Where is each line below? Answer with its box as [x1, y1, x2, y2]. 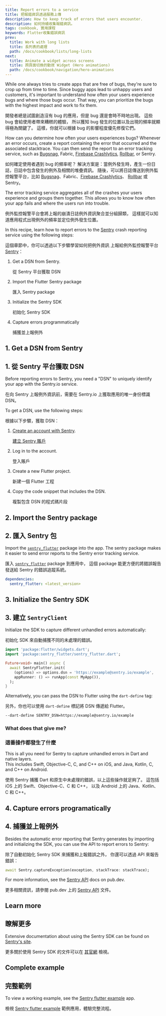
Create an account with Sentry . [12, 428, 76, 434]
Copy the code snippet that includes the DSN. [12, 488, 106, 494]
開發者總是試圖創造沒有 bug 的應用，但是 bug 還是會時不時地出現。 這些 [5, 113, 153, 118]
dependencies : [5, 577, 35, 582]
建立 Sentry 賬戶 [12, 438, 46, 444]
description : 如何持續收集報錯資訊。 [5, 21, 75, 26]
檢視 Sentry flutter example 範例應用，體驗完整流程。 [5, 1005, 114, 1011]
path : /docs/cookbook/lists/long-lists [9, 49, 92, 54]
